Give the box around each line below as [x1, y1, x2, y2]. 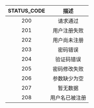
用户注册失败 [52, 27, 84, 34]
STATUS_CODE [8, 7, 45, 14]
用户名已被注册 [50, 94, 86, 101]
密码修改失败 [52, 66, 84, 72]
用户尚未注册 [52, 37, 84, 44]
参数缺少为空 [52, 75, 84, 82]
